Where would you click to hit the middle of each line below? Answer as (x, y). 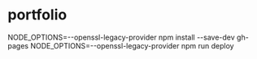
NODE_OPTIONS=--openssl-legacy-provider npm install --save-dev (121, 37)
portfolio (37, 15)
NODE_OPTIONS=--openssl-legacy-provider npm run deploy (132, 45)
